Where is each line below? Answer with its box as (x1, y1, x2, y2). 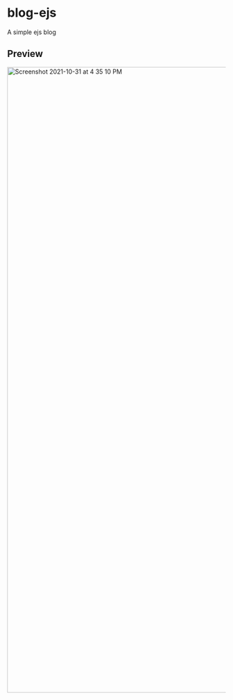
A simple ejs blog (7, 28, 57, 36)
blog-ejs (7, 5, 57, 21)
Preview (7, 48, 44, 60)
